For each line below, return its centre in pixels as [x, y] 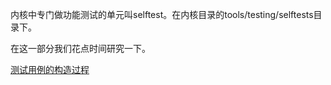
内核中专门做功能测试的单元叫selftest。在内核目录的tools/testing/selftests [162, 14]
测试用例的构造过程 [50, 69]
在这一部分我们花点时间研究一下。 [80, 48]
